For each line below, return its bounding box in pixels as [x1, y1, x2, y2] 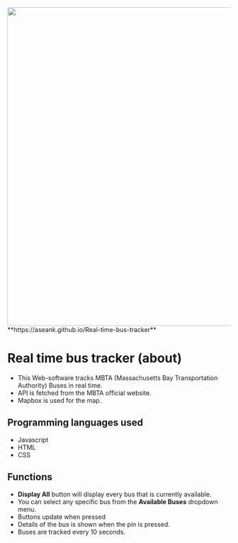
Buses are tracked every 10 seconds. [17, 527, 126, 536]
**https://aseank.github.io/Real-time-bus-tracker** [7, 326, 157, 333]
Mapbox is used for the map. [17, 396, 102, 404]
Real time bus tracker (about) [7, 350, 182, 367]
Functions [7, 471, 53, 484]
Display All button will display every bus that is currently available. [17, 490, 212, 498]
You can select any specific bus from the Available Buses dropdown [17, 497, 218, 505]
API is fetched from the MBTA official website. [17, 389, 152, 397]
